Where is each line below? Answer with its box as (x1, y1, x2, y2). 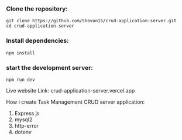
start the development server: (6, 63, 94, 71)
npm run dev (6, 77, 35, 83)
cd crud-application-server (6, 23, 75, 29)
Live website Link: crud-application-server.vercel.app (6, 87, 135, 94)
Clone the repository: (6, 5, 68, 13)
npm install (6, 50, 35, 56)
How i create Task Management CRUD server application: (6, 98, 145, 105)
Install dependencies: (6, 37, 69, 45)
